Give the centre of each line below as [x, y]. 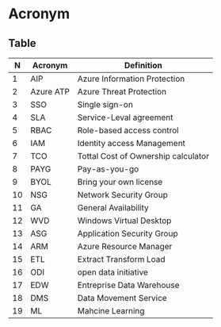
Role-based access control [128, 130]
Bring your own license [120, 182]
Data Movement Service [122, 298]
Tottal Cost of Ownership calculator [143, 156]
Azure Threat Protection [122, 92]
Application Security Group [128, 233]
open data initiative [112, 272]
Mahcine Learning [111, 311]
